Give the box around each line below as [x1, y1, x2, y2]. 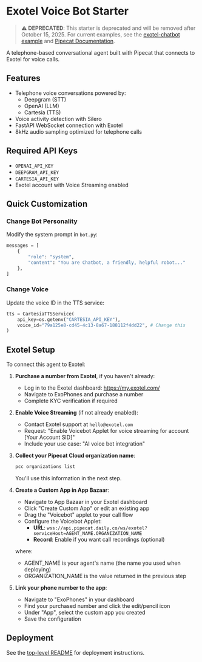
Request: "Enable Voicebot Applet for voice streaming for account [24, 427, 189, 435]
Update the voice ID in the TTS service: [6, 299, 105, 306]
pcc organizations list [15, 464, 76, 470]
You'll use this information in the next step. [15, 474, 122, 481]
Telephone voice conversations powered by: [15, 89, 126, 97]
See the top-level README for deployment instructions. [6, 649, 145, 656]
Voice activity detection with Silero [15, 115, 102, 122]
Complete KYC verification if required [24, 397, 118, 405]
